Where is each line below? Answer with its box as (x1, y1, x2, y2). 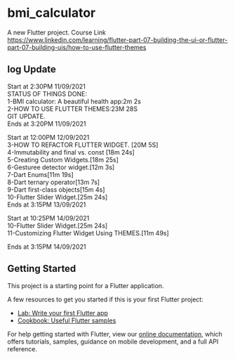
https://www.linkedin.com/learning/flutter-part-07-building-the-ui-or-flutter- (7, 35, 228, 44)
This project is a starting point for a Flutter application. (7, 281, 164, 289)
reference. (7, 344, 37, 353)
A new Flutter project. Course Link (7, 28, 107, 37)
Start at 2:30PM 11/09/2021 (7, 82, 86, 91)
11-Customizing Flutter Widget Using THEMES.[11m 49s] (7, 228, 170, 237)
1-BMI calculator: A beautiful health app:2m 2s (7, 97, 142, 105)
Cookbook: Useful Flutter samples (17, 316, 116, 325)
